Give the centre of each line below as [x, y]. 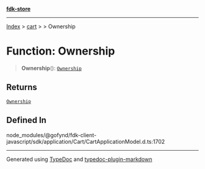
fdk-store [19, 9]
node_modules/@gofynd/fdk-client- [51, 135]
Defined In [27, 120]
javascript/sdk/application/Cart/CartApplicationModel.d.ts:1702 [86, 141]
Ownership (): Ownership [52, 68]
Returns [22, 87]
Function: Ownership [61, 51]
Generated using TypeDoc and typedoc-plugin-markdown [79, 159]
